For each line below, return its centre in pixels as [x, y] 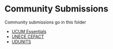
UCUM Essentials [29, 31]
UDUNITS [21, 41]
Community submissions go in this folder [45, 22]
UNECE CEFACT [28, 37]
